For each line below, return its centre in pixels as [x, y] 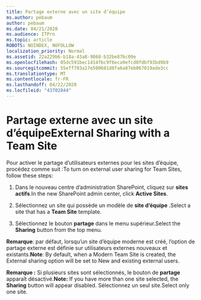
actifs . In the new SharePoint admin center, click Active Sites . [91, 193]
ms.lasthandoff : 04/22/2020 [42, 85]
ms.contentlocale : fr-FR [37, 79]
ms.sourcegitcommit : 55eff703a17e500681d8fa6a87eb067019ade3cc [88, 68]
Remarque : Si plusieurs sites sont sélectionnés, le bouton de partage [93, 272]
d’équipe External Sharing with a [88, 133]
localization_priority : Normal [46, 51]
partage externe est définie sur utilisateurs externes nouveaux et [87, 247]
